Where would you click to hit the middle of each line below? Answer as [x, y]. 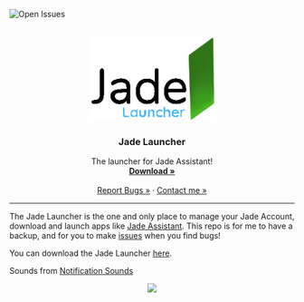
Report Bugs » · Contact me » [152, 190]
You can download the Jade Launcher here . [91, 253]
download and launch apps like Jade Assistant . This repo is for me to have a [151, 226]
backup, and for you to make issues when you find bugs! [115, 236]
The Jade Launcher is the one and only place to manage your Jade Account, [152, 217]
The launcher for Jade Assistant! [152, 161]
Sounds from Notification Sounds [71, 271]
